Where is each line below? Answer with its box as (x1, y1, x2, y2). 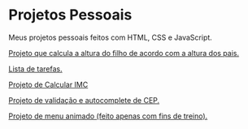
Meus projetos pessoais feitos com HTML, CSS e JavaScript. (8, 32, 213, 42)
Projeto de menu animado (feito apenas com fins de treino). (8, 111, 208, 121)
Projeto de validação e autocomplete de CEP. (8, 95, 160, 105)
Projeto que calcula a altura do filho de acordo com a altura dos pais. (8, 48, 240, 58)
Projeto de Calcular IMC (8, 80, 89, 89)
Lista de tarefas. (8, 63, 63, 74)
